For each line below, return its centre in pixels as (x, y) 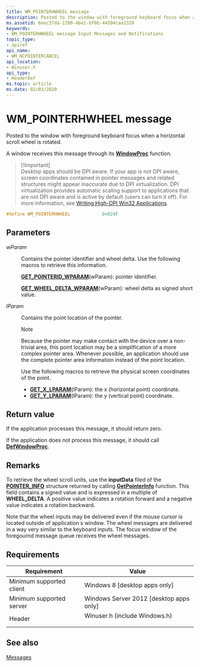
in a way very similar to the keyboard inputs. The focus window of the (91, 530)
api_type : (18, 73)
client (17, 589)
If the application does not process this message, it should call (83, 440)
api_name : (18, 51)
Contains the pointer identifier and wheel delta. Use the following (101, 259)
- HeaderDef (21, 78)
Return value (30, 414)
